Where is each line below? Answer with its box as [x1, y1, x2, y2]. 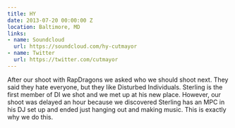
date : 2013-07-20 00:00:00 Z [7, 17, 93, 24]
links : [7, 30, 27, 37]
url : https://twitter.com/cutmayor [13, 56, 119, 63]
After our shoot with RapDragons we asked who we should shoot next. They [7, 75, 229, 84]
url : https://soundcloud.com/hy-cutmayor [13, 43, 138, 50]
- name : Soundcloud [7, 37, 65, 44]
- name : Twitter [7, 50, 55, 57]
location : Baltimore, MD [7, 23, 80, 30]
